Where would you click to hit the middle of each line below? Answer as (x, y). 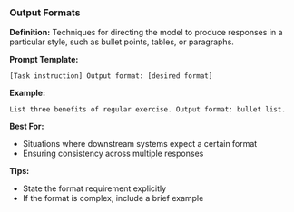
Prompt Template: (44, 60)
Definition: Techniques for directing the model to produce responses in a (146, 33)
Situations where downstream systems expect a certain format (140, 144)
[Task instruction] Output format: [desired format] (111, 76)
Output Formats (45, 13)
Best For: (27, 126)
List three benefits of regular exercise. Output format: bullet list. (147, 110)
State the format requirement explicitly (94, 188)
